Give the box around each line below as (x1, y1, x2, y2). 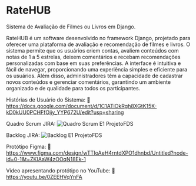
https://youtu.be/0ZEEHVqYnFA (6, 173, 82, 180)
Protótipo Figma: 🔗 (6, 143, 51, 150)
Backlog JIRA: (6, 131, 40, 139)
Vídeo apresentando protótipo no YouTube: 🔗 (6, 167, 116, 174)
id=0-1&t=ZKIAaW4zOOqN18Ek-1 (6, 155, 87, 162)
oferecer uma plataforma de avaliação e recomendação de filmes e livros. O (6, 41, 191, 48)
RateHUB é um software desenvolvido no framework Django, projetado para (6, 34, 191, 41)
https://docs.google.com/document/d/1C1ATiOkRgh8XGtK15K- (6, 102, 157, 109)
